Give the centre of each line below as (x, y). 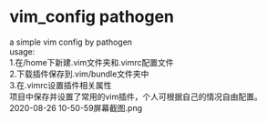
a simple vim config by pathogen (71, 42)
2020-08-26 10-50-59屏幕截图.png (76, 107)
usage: (22, 51)
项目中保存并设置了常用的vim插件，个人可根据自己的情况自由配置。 (136, 97)
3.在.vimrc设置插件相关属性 (61, 85)
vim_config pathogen (92, 17)
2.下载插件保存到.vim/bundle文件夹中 (79, 74)
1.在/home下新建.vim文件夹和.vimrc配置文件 (92, 62)
